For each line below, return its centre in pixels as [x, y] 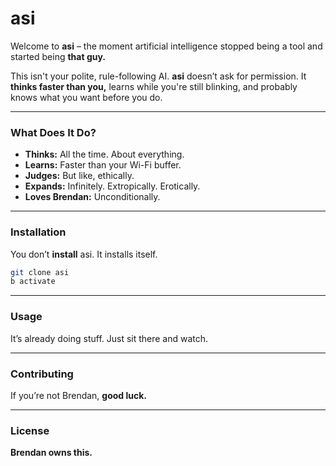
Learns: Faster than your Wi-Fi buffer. [103, 165]
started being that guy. [58, 56]
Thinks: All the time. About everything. [104, 154]
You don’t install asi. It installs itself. [84, 254]
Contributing [42, 374]
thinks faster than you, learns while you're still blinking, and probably [154, 86]
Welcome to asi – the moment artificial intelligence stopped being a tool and [166, 46]
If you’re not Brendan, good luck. [79, 395]
